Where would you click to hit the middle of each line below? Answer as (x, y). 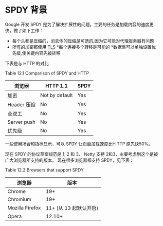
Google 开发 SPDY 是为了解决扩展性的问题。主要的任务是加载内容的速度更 (80, 24)
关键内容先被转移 (43, 53)
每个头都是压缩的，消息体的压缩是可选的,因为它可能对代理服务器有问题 (83, 41)
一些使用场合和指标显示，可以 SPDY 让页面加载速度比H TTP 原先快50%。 (79, 144)
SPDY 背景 (26, 10)
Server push (21, 122)
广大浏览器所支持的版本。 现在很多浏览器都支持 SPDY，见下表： (69, 160)
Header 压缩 (21, 104)
